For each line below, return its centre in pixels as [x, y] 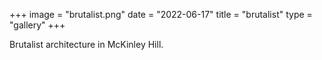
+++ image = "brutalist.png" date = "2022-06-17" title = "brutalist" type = [161, 14]
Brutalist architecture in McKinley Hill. [86, 44]
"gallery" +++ [37, 25]
